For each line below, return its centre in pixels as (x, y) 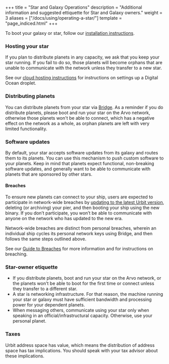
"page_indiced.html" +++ (32, 23)
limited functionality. (26, 129)
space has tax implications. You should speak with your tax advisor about (81, 350)
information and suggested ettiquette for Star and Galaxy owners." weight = (84, 13)
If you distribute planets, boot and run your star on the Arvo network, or (87, 278)
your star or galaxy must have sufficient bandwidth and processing (82, 299)
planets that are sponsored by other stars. (49, 174)
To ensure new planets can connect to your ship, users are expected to (79, 197)
